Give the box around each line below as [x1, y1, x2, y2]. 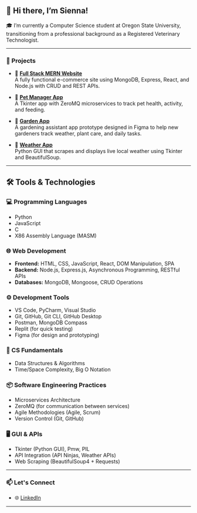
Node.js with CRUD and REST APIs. [14, 83, 100, 90]
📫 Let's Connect [6, 478, 55, 487]
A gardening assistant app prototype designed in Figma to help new [14, 124, 179, 131]
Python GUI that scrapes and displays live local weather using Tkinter [14, 148, 183, 155]
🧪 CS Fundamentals [6, 346, 63, 355]
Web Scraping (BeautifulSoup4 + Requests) [14, 458, 120, 465]
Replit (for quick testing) [14, 325, 73, 332]
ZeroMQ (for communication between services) [14, 402, 130, 409]
